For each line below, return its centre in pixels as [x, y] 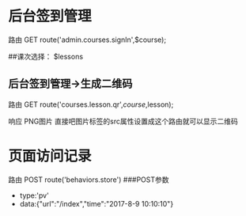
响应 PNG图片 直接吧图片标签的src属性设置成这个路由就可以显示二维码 [123, 121]
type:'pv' [34, 195]
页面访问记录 [50, 156]
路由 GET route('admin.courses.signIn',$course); [87, 40]
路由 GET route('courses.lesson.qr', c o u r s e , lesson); [91, 104]
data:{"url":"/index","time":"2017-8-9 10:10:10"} [97, 203]
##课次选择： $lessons [46, 56]
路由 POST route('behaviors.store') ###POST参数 [89, 180]
